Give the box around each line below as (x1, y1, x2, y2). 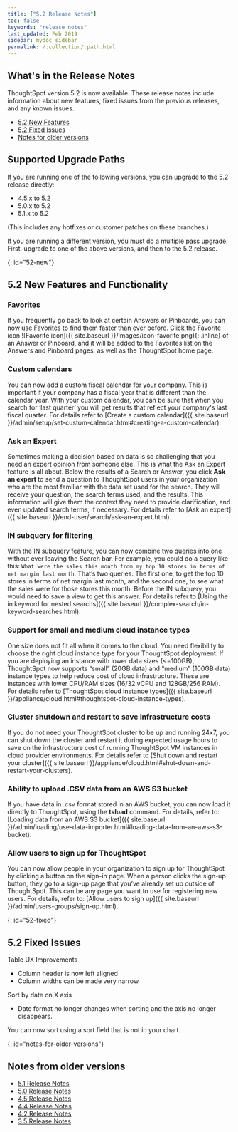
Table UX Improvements (7, 955, 78, 964)
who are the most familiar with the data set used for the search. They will (7, 482, 221, 491)
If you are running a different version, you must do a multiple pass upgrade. (7, 237, 229, 245)
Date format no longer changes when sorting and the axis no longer (17, 1004, 217, 1013)
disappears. (17, 1012, 53, 1021)
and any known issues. (7, 104, 75, 113)
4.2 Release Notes (17, 1109, 72, 1118)
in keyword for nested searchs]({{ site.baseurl (7, 600, 142, 608)
